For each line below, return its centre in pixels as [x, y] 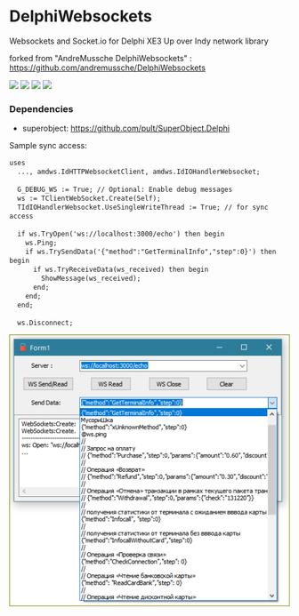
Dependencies [41, 108]
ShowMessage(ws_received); [91, 279]
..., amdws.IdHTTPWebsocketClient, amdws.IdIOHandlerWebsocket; [139, 172]
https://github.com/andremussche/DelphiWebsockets [108, 68]
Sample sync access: [48, 146]
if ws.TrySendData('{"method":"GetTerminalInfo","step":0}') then [151, 252]
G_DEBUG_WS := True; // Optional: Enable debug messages [125, 190]
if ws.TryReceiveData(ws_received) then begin [121, 270]
